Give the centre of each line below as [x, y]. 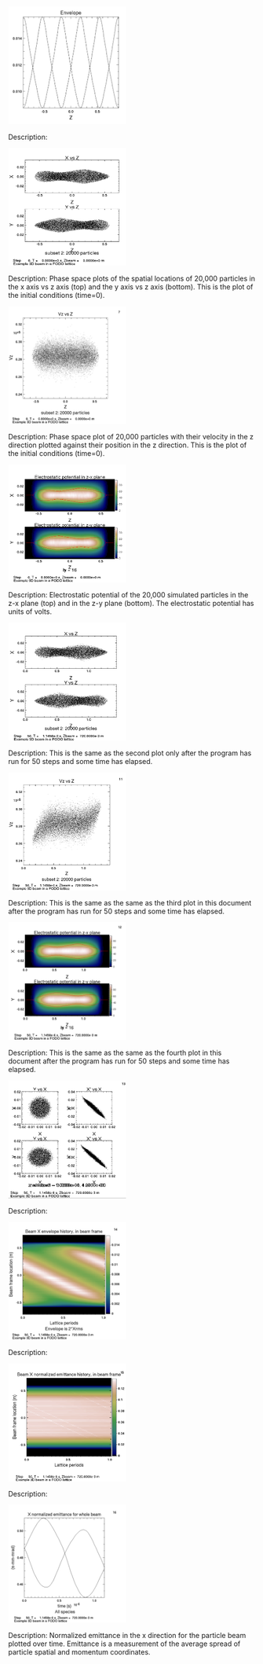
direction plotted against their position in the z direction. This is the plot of [128, 445]
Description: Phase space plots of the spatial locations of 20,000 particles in [131, 278]
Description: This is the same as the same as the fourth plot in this [115, 1052]
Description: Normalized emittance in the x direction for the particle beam [127, 1635]
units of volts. [30, 612]
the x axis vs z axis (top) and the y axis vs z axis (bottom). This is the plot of [131, 287]
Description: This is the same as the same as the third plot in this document [130, 903]
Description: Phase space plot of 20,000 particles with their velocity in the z [131, 437]
